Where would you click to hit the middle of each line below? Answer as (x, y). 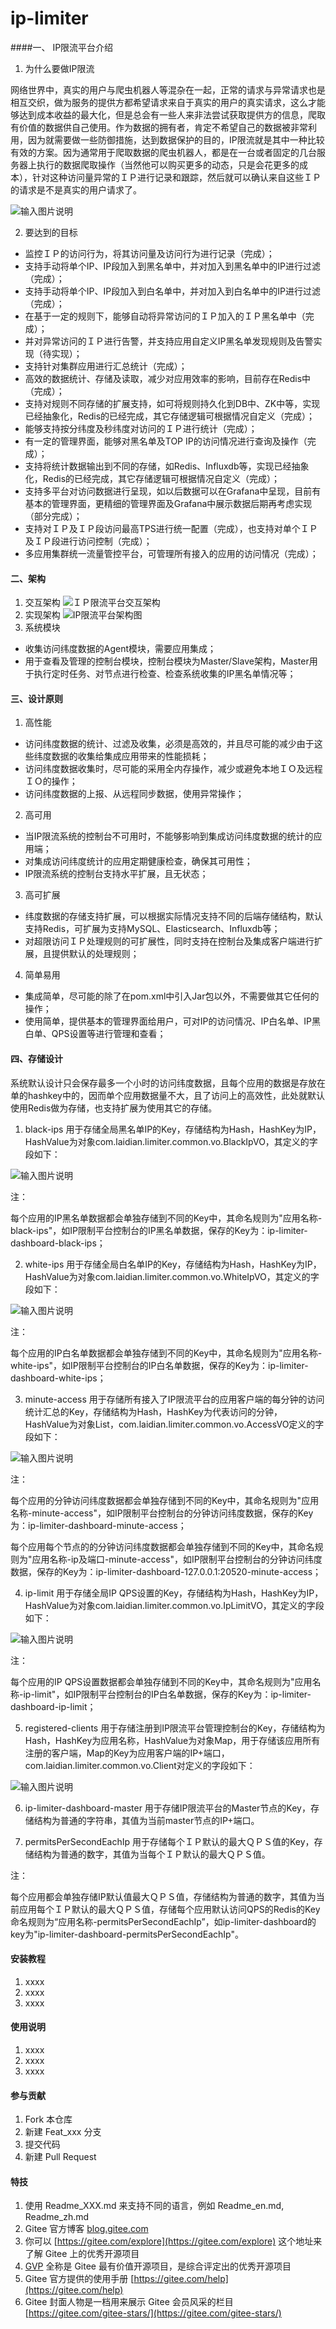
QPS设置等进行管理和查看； (109, 1034)
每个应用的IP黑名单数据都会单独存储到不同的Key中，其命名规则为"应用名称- (166, 1218)
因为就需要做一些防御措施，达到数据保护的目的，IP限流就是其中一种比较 (176, 139)
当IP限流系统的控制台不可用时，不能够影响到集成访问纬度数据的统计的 (169, 836)
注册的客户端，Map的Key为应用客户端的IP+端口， (127, 1753)
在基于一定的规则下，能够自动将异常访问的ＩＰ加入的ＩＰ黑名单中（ (165, 316)
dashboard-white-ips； (58, 1378)
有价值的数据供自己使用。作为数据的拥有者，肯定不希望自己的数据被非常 (159, 127)
